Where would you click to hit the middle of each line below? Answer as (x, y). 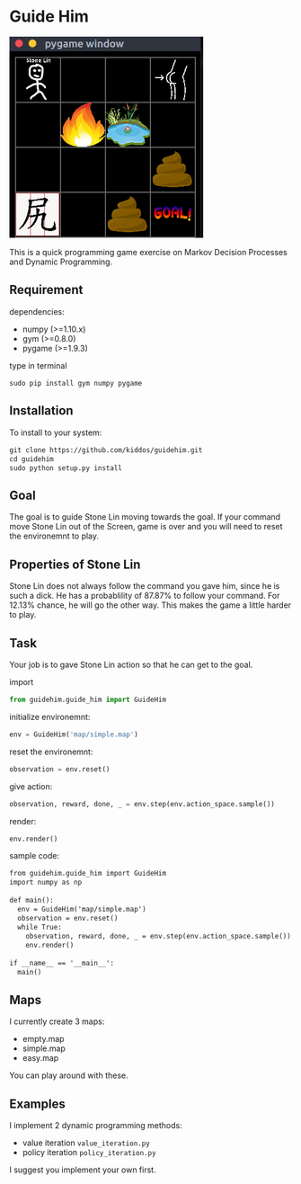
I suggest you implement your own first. (83, 1170)
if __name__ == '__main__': (62, 964)
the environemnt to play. (54, 536)
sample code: (35, 856)
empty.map (43, 1039)
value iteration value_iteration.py (86, 1143)
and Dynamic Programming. (61, 262)
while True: (40, 928)
